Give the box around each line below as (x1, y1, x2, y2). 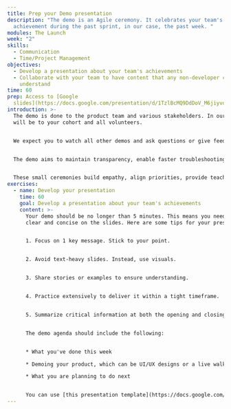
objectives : (7, 61, 41, 68)
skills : (7, 42, 30, 49)
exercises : (7, 180, 38, 188)
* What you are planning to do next (25, 373, 131, 380)
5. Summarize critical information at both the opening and (25, 311, 201, 318)
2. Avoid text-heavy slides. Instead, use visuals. (25, 256, 177, 263)
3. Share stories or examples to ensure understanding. (25, 275, 189, 282)
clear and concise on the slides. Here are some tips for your (25, 219, 211, 226)
